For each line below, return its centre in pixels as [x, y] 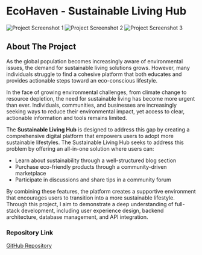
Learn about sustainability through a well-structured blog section [96, 160]
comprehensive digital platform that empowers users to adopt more [90, 136]
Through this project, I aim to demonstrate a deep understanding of [90, 204]
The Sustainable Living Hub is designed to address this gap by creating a [98, 129]
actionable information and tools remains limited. [67, 118]
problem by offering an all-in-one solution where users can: [80, 148]
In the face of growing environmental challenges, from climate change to [96, 92]
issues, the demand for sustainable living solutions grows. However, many [98, 68]
